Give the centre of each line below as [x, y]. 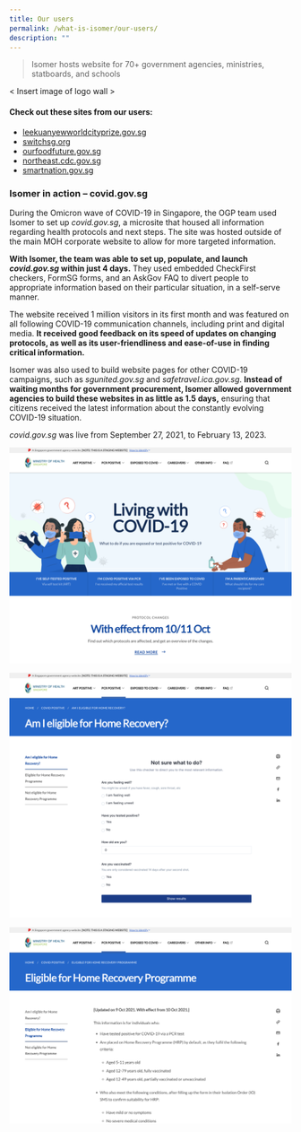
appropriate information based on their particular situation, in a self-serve [145, 287]
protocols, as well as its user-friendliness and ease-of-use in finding [140, 343]
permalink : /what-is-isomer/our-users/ [84, 28]
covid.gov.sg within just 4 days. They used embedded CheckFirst [133, 268]
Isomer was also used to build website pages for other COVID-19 [129, 370]
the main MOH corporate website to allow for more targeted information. [142, 241]
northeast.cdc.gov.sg [61, 161]
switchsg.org [46, 141]
